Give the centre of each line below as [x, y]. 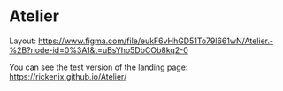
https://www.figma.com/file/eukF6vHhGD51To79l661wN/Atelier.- [156, 41]
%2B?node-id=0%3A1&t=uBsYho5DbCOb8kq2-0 [99, 49]
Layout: [23, 41]
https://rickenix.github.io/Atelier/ [68, 76]
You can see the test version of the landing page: [99, 67]
